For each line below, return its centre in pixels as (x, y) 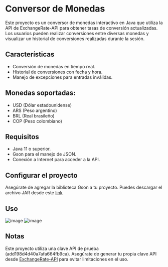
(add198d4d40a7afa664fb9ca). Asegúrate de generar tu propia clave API (81, 253)
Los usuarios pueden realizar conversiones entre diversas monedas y (77, 33)
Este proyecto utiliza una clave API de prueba (52, 248)
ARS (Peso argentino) (35, 110)
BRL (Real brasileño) (33, 115)
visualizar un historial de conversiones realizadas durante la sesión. (75, 39)
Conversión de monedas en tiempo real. (54, 66)
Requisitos (22, 137)
